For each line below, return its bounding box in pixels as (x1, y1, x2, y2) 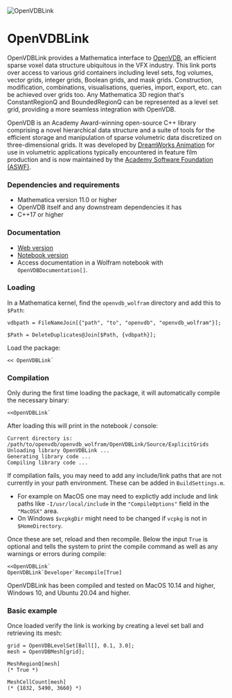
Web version (17, 243, 54, 252)
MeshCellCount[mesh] (7, 679, 67, 686)
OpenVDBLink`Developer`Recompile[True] (7, 569, 123, 576)
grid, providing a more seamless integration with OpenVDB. (7, 105, 177, 114)
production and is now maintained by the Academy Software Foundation (7, 155, 213, 163)
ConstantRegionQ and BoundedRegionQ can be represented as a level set (7, 98, 218, 106)
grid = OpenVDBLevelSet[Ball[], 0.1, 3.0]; (7, 643, 135, 650)
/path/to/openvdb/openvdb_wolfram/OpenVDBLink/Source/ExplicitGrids (7, 441, 209, 448)
